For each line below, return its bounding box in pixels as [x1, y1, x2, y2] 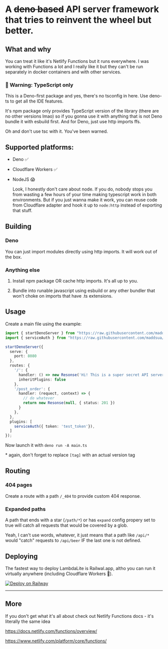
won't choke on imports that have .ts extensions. [12, 293, 113, 299]
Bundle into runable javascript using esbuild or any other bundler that [12, 288, 155, 294]
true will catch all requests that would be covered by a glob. [5, 522, 128, 528]
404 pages [5, 482, 32, 489]
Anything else [5, 266, 40, 273]
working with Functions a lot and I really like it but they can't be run [5, 64, 143, 69]
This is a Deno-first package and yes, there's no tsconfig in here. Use [5, 93, 148, 99]
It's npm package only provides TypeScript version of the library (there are [5, 108, 159, 114]
